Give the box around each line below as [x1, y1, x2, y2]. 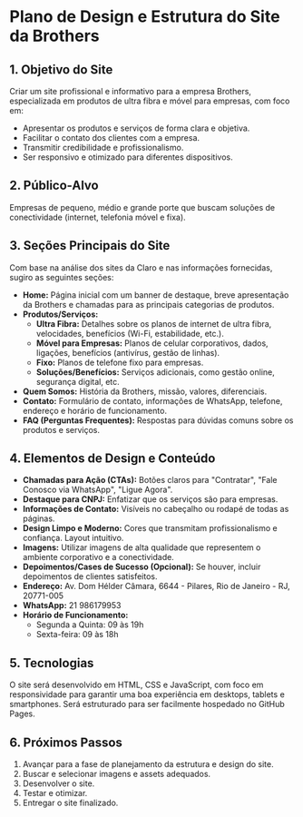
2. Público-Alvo [9, 178, 99, 193]
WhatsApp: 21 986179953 [22, 600, 122, 611]
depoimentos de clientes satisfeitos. [22, 571, 158, 582]
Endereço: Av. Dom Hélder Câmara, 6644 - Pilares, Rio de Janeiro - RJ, [22, 581, 290, 592]
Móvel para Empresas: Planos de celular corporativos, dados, [35, 338, 269, 349]
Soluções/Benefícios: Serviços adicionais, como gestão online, [35, 366, 275, 378]
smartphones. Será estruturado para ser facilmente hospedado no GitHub [9, 699, 286, 710]
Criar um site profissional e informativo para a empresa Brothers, [9, 86, 252, 96]
